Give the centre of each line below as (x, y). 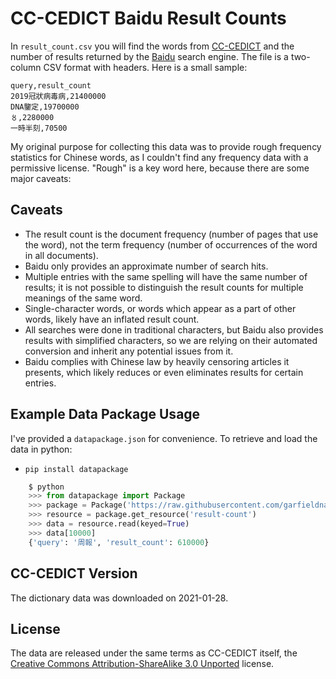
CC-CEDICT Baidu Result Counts (148, 18)
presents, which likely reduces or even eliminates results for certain (164, 372)
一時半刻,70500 (39, 128)
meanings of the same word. (83, 298)
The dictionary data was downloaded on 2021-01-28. (119, 598)
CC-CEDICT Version (74, 573)
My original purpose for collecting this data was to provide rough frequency (166, 146)
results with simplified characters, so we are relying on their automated (171, 340)
